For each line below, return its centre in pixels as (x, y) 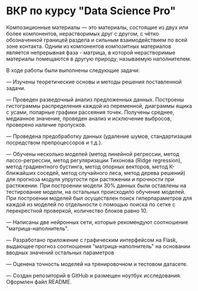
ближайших (21, 172)
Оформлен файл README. (39, 282)
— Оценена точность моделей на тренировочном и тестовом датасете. (97, 264)
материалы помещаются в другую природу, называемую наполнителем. (99, 59)
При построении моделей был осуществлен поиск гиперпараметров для (99, 198)
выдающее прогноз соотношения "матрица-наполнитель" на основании (98, 246)
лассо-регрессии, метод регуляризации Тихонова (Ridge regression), (94, 160)
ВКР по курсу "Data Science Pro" (91, 11)
